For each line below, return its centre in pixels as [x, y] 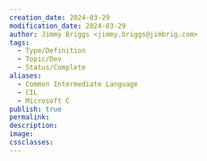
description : [34, 126]
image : [22, 134]
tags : [19, 42]
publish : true [36, 109]
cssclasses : [31, 142]
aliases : [26, 76]
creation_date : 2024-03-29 [60, 17]
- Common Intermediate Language [78, 84]
